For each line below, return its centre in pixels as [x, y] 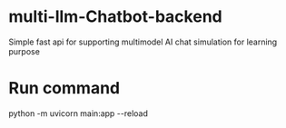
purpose [24, 51]
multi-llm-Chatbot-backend [116, 17]
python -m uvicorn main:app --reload [79, 113]
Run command [64, 89]
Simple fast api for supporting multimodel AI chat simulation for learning [143, 42]
